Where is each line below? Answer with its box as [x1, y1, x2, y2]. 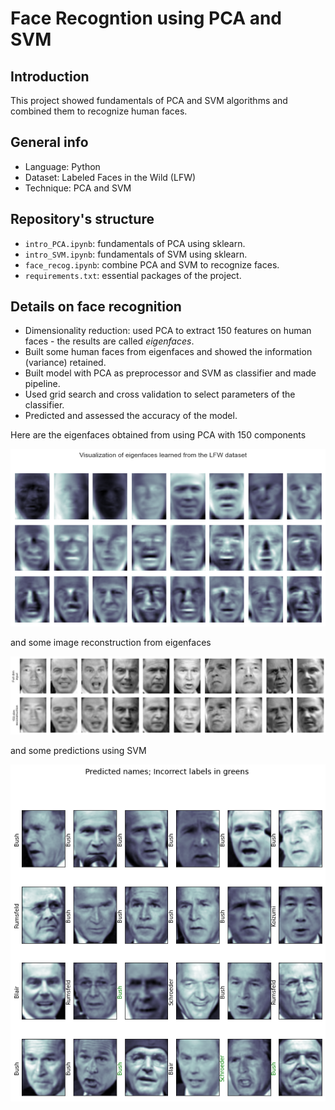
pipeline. [24, 378, 61, 390]
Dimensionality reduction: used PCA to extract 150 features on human [24, 325, 312, 337]
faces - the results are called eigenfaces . [24, 335, 195, 347]
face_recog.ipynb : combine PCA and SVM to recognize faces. [24, 258, 280, 271]
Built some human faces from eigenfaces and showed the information [24, 346, 313, 358]
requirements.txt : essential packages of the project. [24, 269, 242, 281]
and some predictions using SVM [10, 745, 147, 757]
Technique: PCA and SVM [24, 182, 132, 194]
